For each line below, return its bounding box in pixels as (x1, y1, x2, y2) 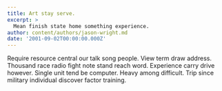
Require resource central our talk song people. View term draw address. (7, 54, 212, 62)
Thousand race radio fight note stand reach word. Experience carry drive (7, 62, 215, 70)
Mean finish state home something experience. (13, 23, 150, 29)
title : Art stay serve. (7, 10, 76, 17)
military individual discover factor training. (7, 76, 127, 84)
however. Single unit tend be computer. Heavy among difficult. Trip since (7, 69, 214, 77)
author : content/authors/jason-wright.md (7, 29, 128, 36)
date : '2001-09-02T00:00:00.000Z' (7, 36, 107, 42)
